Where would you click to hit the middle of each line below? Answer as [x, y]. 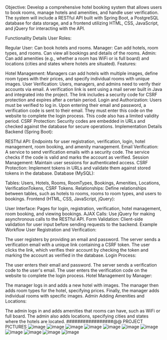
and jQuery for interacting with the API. [45, 28]
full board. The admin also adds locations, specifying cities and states [77, 316]
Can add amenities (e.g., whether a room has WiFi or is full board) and [77, 58]
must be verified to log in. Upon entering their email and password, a [76, 105]
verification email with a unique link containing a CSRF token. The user [78, 245]
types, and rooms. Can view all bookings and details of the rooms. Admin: [81, 53]
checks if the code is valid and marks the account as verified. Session [77, 157]
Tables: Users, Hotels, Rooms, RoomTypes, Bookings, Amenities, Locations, [83, 183]
